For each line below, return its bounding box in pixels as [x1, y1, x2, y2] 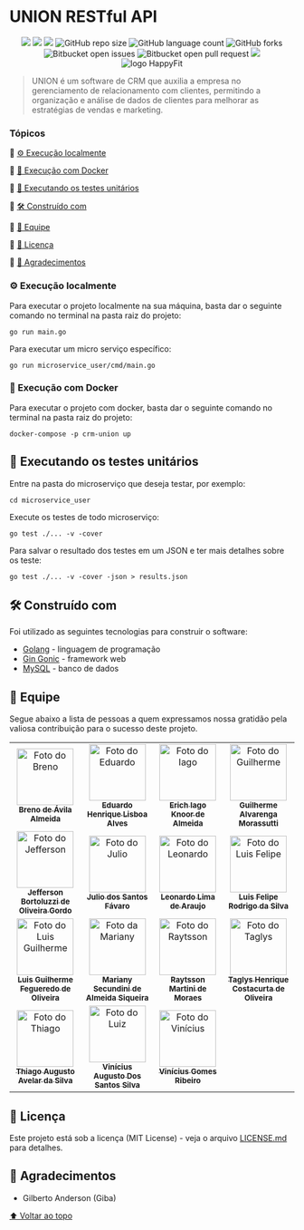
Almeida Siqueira [85, 993, 149, 1003]
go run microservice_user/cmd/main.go [9, 361, 156, 370]
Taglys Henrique [227, 974, 290, 985]
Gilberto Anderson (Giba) [22, 1192, 117, 1203]
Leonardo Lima [160, 892, 215, 903]
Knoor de [170, 809, 205, 819]
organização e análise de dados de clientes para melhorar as [31, 94, 260, 105]
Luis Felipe [238, 892, 279, 903]
